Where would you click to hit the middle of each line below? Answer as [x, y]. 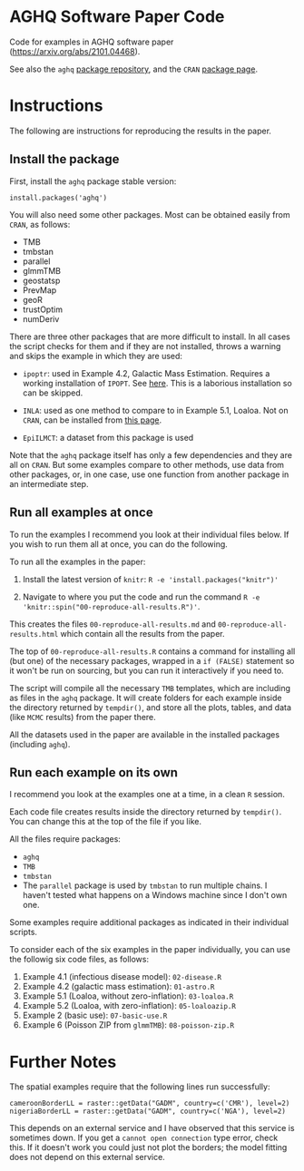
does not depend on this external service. [87, 1157]
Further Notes [63, 1062]
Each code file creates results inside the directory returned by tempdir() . [146, 812]
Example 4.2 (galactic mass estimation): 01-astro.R [118, 987]
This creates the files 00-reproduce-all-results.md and [113, 624]
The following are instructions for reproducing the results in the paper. [141, 131]
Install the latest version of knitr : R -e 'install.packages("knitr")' [150, 579]
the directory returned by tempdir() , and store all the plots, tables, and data [151, 707]
